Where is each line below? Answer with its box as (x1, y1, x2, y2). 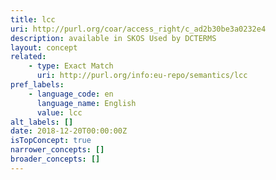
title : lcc (10, 14, 56, 25)
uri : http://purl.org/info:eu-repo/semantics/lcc (36, 71, 248, 81)
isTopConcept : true (10, 136, 92, 146)
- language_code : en (28, 89, 114, 99)
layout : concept (10, 42, 78, 53)
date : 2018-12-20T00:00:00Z (10, 126, 128, 136)
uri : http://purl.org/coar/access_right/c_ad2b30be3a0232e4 (10, 24, 267, 34)
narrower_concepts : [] (10, 145, 105, 155)
